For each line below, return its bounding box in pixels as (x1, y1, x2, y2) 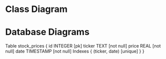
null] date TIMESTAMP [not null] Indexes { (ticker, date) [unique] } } (5, 48, 145, 54)
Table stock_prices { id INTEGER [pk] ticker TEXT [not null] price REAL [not (5, 43, 161, 49)
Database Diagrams (5, 26, 90, 38)
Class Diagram (5, 3, 68, 15)
